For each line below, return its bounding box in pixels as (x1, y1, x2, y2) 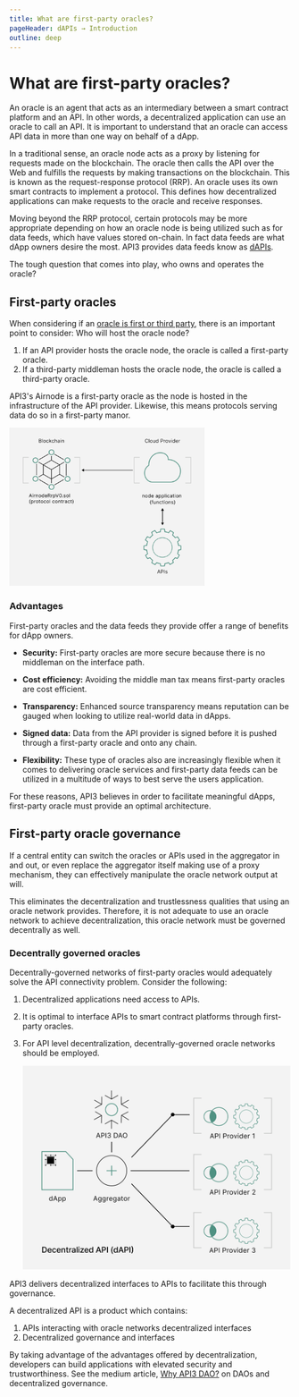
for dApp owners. (9, 630, 74, 640)
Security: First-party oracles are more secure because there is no (21, 647, 266, 657)
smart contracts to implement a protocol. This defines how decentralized (9, 186, 277, 197)
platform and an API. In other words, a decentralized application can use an (9, 112, 287, 123)
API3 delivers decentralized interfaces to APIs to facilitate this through (9, 1279, 268, 1290)
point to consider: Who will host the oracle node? (9, 327, 190, 339)
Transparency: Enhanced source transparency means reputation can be (21, 700, 290, 711)
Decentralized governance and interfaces (21, 1333, 176, 1343)
